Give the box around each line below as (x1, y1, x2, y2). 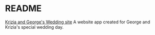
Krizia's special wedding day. (5, 24, 64, 30)
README (5, 3, 42, 14)
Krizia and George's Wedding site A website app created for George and (5, 19, 150, 25)
